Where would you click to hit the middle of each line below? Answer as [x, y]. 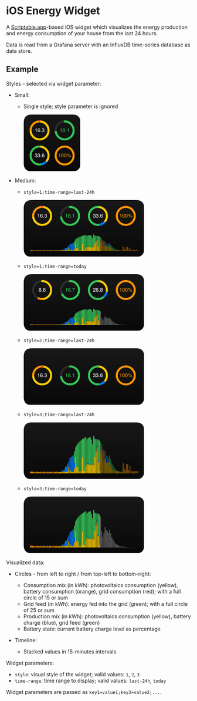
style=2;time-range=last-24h [59, 341]
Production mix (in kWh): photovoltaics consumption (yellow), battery [107, 616]
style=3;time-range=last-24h [59, 414]
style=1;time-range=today [55, 266]
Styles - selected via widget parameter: [54, 83]
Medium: [25, 180]
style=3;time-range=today [55, 488]
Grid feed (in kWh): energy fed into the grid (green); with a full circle [106, 604]
